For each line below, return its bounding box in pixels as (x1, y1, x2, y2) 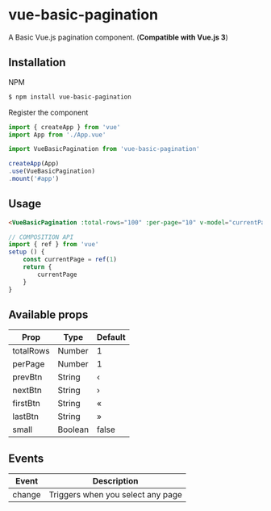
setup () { (8, 248, 45, 256)
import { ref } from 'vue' (8, 241, 99, 249)
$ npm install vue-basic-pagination (8, 93, 131, 101)
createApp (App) (8, 160, 60, 168)
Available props (8, 308, 89, 321)
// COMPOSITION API (8, 232, 74, 241)
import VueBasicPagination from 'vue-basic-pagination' (8, 145, 200, 153)
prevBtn (12, 371, 43, 383)
